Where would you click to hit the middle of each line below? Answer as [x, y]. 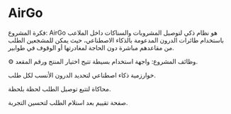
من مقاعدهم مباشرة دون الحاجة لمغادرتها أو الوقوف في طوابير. [91, 47]
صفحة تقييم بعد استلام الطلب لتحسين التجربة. [68, 102]
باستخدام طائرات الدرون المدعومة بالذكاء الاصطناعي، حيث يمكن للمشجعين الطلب [116, 40]
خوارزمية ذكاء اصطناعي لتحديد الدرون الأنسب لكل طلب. [82, 75]
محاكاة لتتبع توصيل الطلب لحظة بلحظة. [60, 89]
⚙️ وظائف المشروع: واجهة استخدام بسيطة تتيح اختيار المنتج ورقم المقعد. [103, 61]
